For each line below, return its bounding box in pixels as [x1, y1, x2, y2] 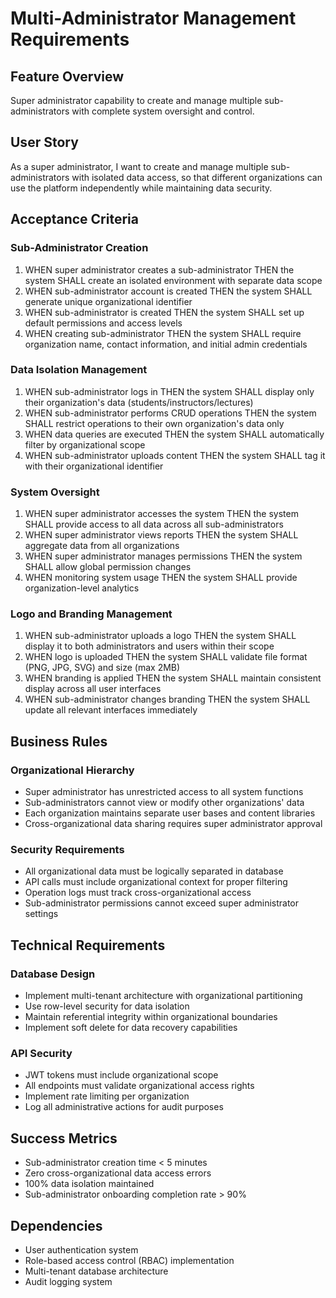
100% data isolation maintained [24, 1178, 155, 1190]
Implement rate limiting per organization [24, 1090, 190, 1102]
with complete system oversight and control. [71, 105, 255, 117]
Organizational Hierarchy [10, 763, 135, 777]
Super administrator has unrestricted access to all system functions [24, 786, 304, 798]
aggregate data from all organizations [24, 540, 180, 552]
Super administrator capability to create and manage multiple [10, 95, 263, 106]
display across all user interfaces [24, 683, 162, 695]
